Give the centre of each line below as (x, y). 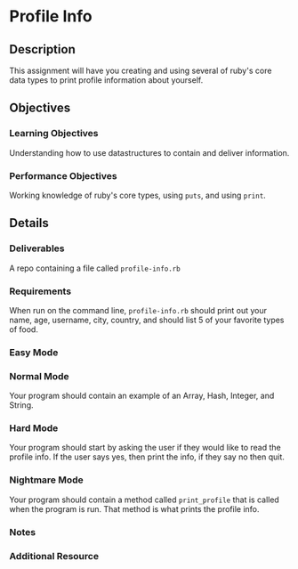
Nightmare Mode (47, 480)
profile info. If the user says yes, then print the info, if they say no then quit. (147, 457)
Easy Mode (34, 352)
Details (29, 223)
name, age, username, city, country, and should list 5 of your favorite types (147, 320)
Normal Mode (39, 376)
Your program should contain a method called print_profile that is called (145, 500)
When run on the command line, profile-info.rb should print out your (138, 310)
